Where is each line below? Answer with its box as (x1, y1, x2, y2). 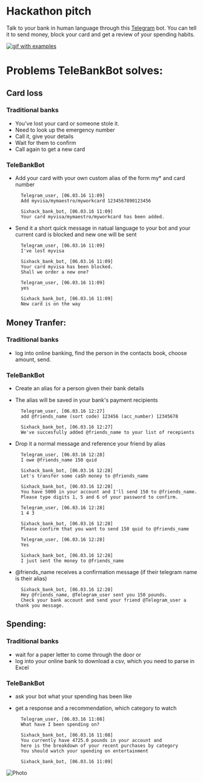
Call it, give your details (15, 132, 74, 140)
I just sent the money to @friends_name (21, 558, 124, 564)
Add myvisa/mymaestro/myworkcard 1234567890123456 (21, 198, 151, 204)
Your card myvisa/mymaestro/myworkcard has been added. (21, 214, 165, 220)
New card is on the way (21, 301, 81, 307)
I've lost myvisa (21, 248, 65, 254)
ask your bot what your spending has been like (15, 693, 132, 700)
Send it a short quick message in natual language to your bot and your (15, 224, 191, 232)
